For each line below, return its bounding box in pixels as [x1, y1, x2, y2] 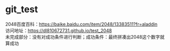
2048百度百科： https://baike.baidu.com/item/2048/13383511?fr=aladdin [5, 21, 158, 27]
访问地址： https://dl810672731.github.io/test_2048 [5, 27, 112, 34]
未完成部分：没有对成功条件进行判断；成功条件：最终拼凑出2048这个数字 [5, 34, 160, 40]
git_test [5, 4, 38, 15]
